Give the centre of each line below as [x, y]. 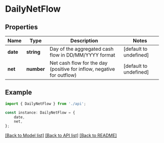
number [36, 69]
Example [19, 92]
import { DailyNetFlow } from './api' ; [46, 103]
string [33, 52]
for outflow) [63, 75]
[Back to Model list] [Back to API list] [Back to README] [61, 136]
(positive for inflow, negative [82, 69]
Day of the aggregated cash [82, 49]
